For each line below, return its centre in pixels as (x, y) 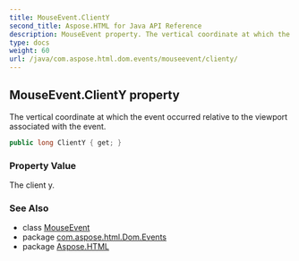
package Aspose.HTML (66, 247)
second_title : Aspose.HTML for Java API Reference (106, 26)
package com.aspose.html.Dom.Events (94, 237)
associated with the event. (58, 126)
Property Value (43, 165)
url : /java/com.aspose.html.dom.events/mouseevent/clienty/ (124, 59)
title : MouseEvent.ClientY (60, 17)
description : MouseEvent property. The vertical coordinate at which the (150, 34)
